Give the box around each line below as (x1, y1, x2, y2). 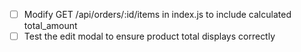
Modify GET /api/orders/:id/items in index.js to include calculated (23, 9, 292, 20)
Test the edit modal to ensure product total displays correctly (23, 30, 276, 43)
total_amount (23, 20, 78, 32)
